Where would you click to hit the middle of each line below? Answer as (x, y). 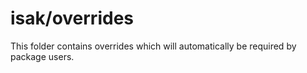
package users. (42, 56)
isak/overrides (72, 18)
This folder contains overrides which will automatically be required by (153, 46)
